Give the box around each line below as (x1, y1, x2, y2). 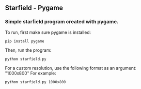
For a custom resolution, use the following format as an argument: (5, 65, 137, 71)
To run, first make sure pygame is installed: (5, 29, 91, 35)
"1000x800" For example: (5, 70, 57, 76)
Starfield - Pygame (5, 4, 63, 12)
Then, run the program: (5, 47, 52, 53)
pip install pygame (5, 39, 45, 44)
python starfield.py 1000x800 (5, 79, 66, 84)
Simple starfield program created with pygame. (5, 18, 119, 25)
